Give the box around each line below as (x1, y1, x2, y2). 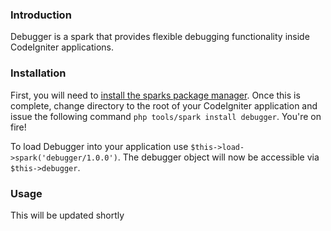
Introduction (10, 8, 72, 22)
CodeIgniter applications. (10, 41, 115, 53)
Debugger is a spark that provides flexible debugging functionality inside (10, 31, 310, 43)
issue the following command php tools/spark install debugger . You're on (10, 110, 322, 122)
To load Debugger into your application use (10, 140, 189, 152)
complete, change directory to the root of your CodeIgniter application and (10, 99, 318, 112)
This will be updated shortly (10, 209, 125, 221)
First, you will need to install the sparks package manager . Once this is (10, 89, 301, 101)
